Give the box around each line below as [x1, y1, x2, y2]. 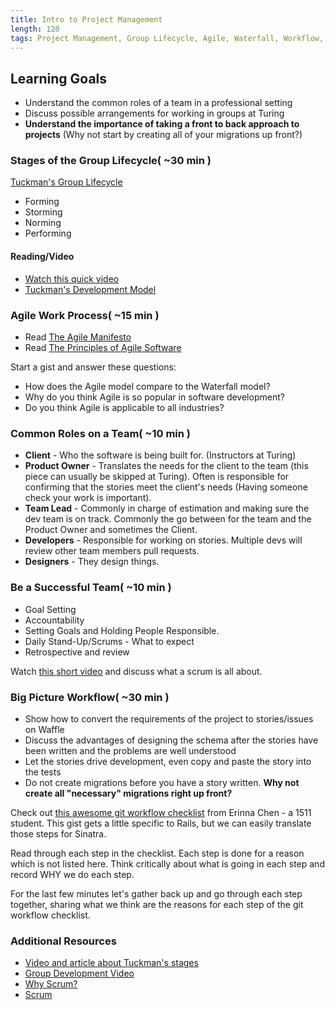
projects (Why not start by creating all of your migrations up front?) [24, 129, 303, 141]
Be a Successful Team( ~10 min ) [10, 581, 172, 595]
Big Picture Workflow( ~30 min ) [10, 690, 170, 704]
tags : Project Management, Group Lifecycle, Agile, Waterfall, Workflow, [10, 33, 325, 43]
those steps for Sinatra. [10, 827, 107, 840]
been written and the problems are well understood [24, 744, 237, 756]
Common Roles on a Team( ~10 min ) [10, 426, 192, 440]
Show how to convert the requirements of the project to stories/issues [24, 712, 314, 725]
